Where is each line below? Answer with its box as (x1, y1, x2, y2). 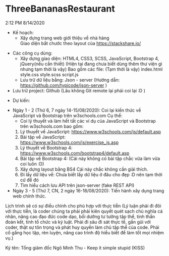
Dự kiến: (12, 97, 30, 104)
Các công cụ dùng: (12, 50, 52, 56)
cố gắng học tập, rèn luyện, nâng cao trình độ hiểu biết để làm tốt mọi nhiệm (5, 229, 164, 235)
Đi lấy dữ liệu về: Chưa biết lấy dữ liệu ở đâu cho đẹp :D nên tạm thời (20, 171, 162, 177)
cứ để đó (20, 177, 39, 183)
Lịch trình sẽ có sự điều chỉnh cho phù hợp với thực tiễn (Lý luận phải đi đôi (5, 202, 161, 209)
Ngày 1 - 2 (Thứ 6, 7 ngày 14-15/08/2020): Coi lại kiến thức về (12, 107, 141, 113)
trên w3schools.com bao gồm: (20, 123, 84, 129)
